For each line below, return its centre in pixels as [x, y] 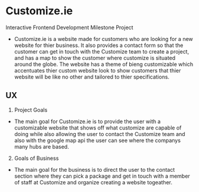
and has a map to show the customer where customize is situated [95, 58]
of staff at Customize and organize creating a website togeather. [93, 182]
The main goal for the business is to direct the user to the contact [94, 169]
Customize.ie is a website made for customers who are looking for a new [103, 39]
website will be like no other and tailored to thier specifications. [92, 77]
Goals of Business [36, 158]
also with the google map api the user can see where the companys [97, 140]
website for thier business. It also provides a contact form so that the [99, 45]
